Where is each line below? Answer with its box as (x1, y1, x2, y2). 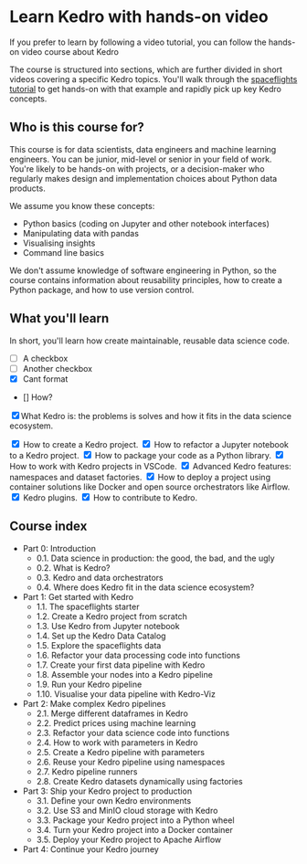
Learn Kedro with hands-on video (9, 6, 270, 27)
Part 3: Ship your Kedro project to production (22, 785, 193, 796)
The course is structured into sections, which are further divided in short (9, 64, 283, 75)
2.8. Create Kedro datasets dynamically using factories (36, 775, 244, 786)
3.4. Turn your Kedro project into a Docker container (36, 824, 233, 835)
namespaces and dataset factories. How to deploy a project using (9, 471, 271, 482)
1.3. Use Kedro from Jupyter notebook (36, 620, 180, 631)
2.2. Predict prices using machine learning (36, 717, 196, 728)
